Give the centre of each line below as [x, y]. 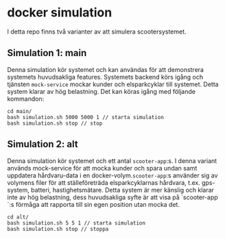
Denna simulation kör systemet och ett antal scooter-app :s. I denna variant [112, 161]
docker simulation [60, 13]
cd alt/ [18, 217]
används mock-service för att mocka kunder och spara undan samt [102, 168]
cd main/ [20, 111]
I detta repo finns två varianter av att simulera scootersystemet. [97, 32]
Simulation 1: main [47, 53]
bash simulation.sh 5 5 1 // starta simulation [76, 223]
